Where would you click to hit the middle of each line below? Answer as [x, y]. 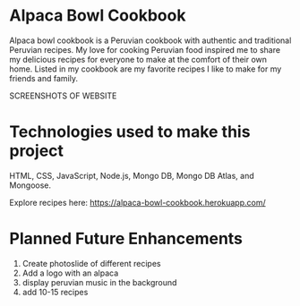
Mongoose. [30, 185]
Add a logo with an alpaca [70, 273]
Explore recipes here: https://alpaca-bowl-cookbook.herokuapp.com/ [137, 202]
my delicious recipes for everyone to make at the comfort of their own [138, 59]
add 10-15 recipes [55, 292]
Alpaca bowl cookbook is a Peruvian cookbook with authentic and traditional [150, 40]
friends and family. [44, 78]
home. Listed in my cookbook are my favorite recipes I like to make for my [146, 69]
